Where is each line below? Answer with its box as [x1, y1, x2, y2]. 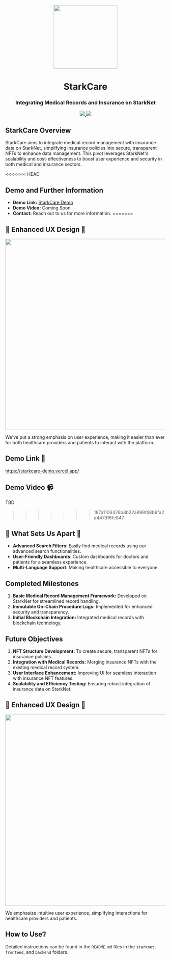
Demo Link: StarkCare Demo [12, 199, 73, 206]
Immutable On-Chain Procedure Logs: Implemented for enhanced [12, 604, 153, 610]
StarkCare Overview [5, 126, 71, 135]
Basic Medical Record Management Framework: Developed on [12, 593, 147, 599]
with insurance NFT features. [12, 675, 74, 681]
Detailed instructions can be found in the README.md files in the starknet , [5, 943, 156, 950]
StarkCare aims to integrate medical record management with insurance [5, 140, 156, 146]
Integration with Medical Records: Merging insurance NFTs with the [12, 659, 157, 665]
